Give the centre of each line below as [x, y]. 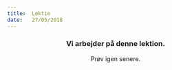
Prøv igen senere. [116, 58]
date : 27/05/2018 [35, 20]
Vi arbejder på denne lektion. [116, 44]
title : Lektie [29, 13]
